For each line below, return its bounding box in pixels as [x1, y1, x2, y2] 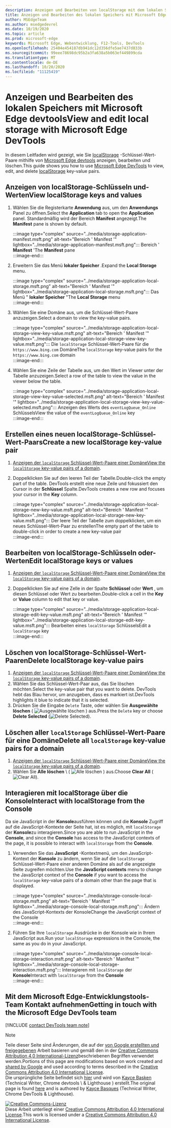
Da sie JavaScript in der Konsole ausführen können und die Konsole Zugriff [5, 818, 164, 824]
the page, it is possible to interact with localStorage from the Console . [5, 840, 154, 846]
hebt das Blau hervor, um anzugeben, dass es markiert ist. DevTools [12, 692, 155, 698]
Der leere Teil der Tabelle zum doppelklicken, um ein [51, 517, 161, 523]
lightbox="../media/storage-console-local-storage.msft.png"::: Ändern [12, 903, 160, 910]
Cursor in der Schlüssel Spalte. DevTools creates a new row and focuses [12, 485, 165, 492]
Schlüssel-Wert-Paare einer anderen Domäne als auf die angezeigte [12, 860, 156, 867]
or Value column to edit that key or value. [12, 596, 100, 603]
